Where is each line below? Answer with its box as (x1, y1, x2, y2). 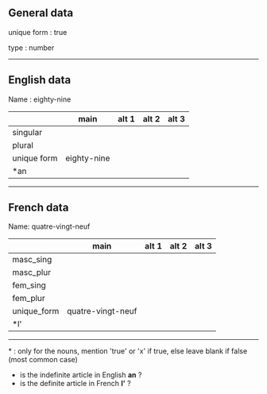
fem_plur (12, 293, 45, 304)
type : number (8, 43, 55, 52)
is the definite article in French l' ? (19, 379, 131, 388)
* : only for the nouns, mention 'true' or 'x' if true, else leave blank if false (8, 346, 248, 356)
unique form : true (8, 27, 68, 37)
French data (8, 201, 69, 214)
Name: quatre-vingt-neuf (8, 222, 91, 231)
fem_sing (12, 280, 46, 291)
